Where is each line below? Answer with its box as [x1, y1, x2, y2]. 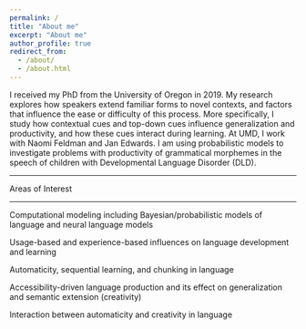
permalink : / [9, 13, 59, 23]
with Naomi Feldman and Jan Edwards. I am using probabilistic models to [9, 138, 284, 149]
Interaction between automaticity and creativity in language [9, 309, 233, 320]
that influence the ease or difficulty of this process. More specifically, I [9, 108, 275, 119]
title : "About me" [9, 22, 79, 31]
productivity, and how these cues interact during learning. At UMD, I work [9, 128, 285, 139]
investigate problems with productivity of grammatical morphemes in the [9, 147, 282, 158]
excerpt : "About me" [9, 30, 88, 39]
